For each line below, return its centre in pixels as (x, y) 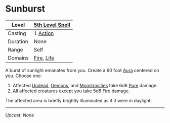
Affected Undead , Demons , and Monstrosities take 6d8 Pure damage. (85, 85)
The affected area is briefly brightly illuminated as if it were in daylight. (79, 100)
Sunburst (25, 9)
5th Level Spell (52, 25)
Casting (17, 33)
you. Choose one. (24, 76)
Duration (18, 41)
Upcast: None (20, 115)
